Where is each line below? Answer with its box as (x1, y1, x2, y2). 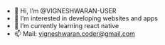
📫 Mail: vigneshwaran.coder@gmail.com (14, 30, 135, 38)
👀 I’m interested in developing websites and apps (14, 14, 159, 22)
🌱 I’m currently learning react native (14, 22, 119, 30)
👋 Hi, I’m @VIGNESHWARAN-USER (14, 7, 117, 15)
